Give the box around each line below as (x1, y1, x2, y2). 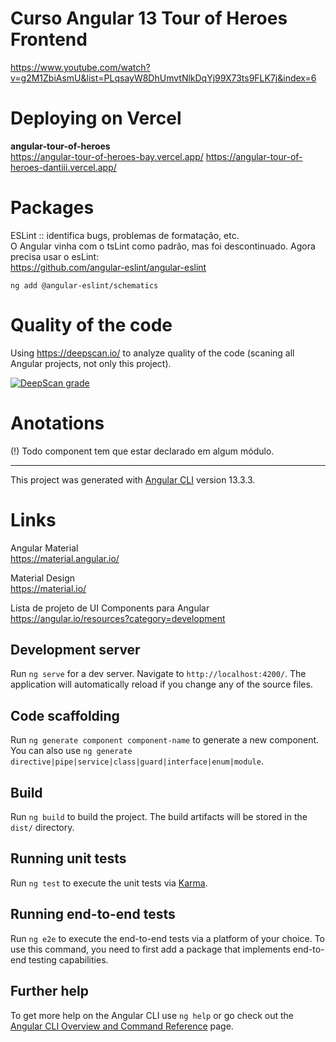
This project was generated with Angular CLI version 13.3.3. (10, 473, 256, 486)
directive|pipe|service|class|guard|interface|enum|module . (10, 755, 264, 767)
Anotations (10, 412, 105, 434)
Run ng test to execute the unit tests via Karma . (10, 877, 208, 889)
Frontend (10, 28, 88, 51)
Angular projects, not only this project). (10, 357, 172, 369)
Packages (10, 197, 95, 219)
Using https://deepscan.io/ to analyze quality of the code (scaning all (10, 347, 295, 359)
